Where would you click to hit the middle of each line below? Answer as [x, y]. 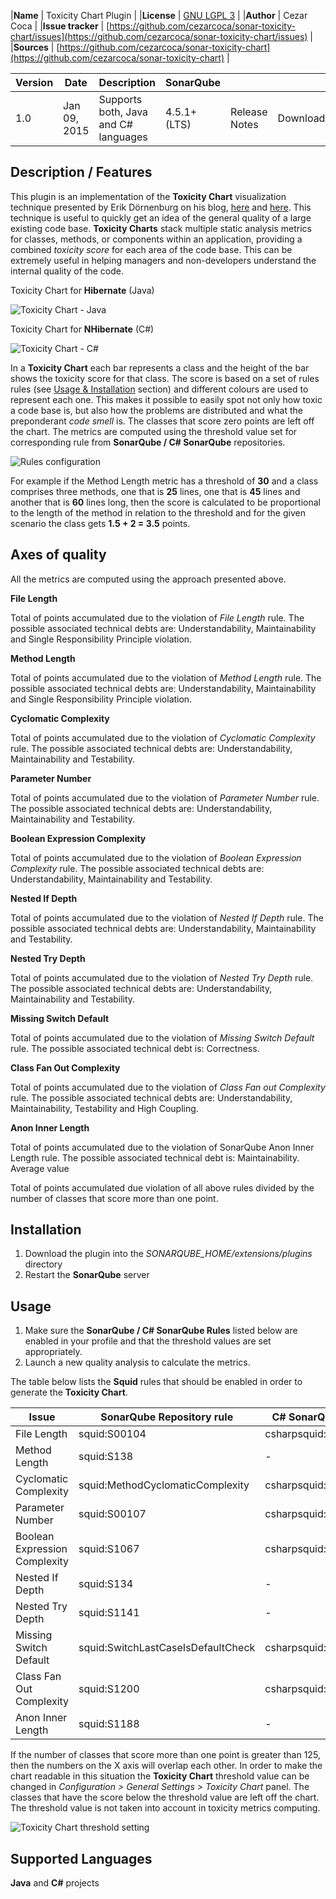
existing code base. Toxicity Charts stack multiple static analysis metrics [161, 228]
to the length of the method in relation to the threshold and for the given [158, 512]
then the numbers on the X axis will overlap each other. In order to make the [166, 1766]
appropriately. [53, 1352]
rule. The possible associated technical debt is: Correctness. [135, 1048]
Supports [120, 99]
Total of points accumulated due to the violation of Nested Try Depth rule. [162, 977]
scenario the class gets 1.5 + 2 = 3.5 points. [100, 523]
